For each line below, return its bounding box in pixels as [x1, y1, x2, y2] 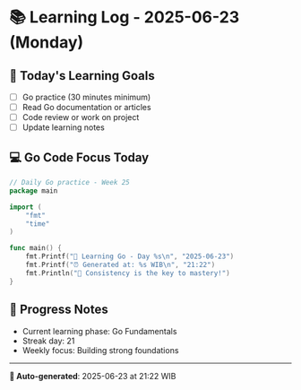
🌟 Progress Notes [9, 302, 109, 317]
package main [9, 186, 58, 195]
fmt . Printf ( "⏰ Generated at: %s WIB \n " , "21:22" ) [25, 261, 216, 270]
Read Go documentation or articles [21, 102, 151, 113]
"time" [25, 219, 50, 229]
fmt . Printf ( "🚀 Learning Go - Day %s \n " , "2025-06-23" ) [25, 252, 235, 261]
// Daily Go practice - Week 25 [9, 178, 130, 187]
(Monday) [9, 32, 84, 53]
